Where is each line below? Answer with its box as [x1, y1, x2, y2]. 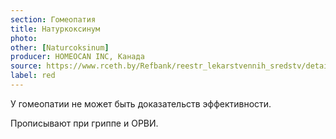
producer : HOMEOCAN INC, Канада [10, 52, 145, 62]
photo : [10, 33, 38, 43]
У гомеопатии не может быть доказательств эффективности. [10, 97, 272, 110]
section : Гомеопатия [10, 14, 97, 25]
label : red [10, 71, 56, 81]
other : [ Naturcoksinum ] [10, 42, 110, 53]
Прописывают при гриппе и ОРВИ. [10, 117, 159, 129]
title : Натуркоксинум [10, 24, 101, 34]
